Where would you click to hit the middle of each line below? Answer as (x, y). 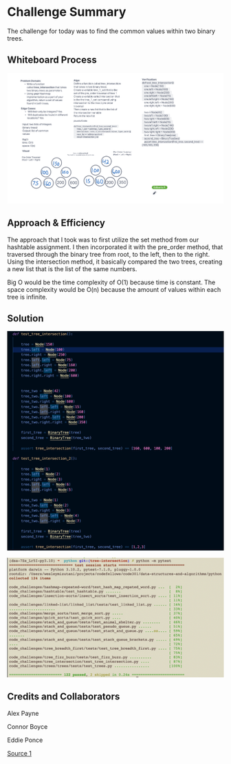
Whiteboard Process (52, 60)
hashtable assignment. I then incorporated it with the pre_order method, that (115, 247)
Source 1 (20, 753)
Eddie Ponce (25, 740)
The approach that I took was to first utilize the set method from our (103, 240)
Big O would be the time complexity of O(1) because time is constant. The (111, 282)
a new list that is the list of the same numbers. (72, 268)
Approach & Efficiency (56, 223)
